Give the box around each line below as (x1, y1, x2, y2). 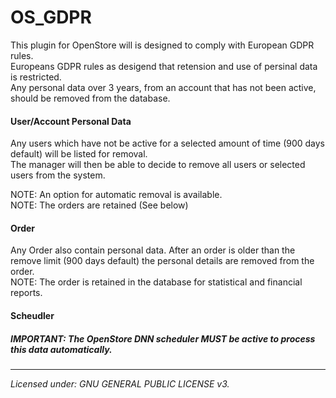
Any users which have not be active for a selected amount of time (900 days (10, 137, 326, 150)
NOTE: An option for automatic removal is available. (10, 189, 223, 201)
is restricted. (10, 71, 62, 83)
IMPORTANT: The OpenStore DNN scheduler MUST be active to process (10, 332, 316, 345)
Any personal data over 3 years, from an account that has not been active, (10, 81, 317, 93)
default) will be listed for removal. (10, 148, 148, 160)
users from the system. (10, 169, 106, 181)
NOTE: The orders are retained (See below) (10, 199, 189, 211)
